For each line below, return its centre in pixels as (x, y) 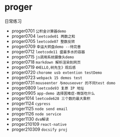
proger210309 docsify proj (39, 129)
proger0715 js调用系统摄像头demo (43, 57)
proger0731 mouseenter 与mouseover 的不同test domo (63, 82)
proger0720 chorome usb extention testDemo (57, 72)
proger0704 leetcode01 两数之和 (43, 36)
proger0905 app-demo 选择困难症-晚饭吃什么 (53, 93)
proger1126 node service (36, 114)
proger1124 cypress (31, 103)
